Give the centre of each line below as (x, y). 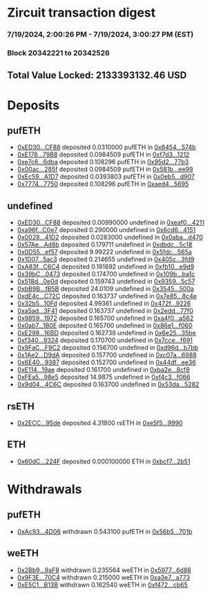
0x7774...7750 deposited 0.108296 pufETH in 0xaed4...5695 (103, 184)
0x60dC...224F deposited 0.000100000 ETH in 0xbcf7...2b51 (104, 461)
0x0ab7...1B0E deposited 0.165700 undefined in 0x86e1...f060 (105, 326)
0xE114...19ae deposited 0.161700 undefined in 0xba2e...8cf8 (103, 370)
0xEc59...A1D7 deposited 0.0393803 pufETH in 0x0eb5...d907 (106, 177)
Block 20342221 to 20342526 (59, 53)
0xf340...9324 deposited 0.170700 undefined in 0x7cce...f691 (105, 340)
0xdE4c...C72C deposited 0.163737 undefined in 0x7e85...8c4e (107, 296)
